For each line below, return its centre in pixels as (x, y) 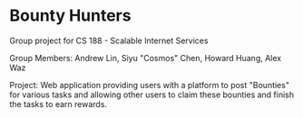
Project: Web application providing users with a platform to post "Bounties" (150, 85)
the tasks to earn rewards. (58, 103)
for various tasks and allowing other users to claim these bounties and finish (152, 94)
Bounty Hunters (70, 16)
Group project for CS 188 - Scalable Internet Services (109, 40)
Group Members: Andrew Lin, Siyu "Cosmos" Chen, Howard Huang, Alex (146, 58)
